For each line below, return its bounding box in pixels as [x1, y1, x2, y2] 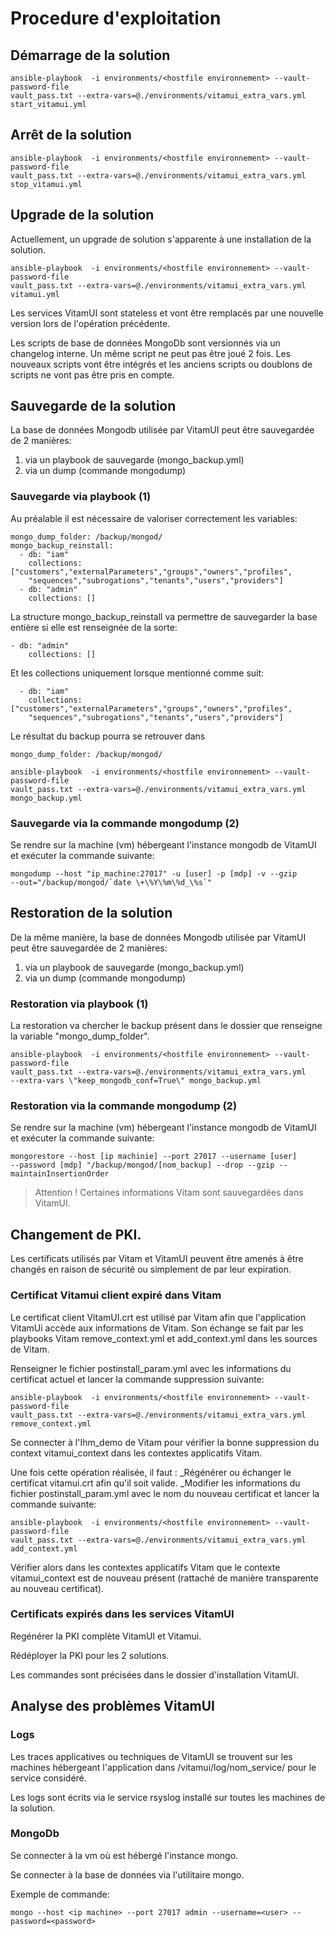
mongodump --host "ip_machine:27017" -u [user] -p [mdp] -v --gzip [10, 869, 298, 879]
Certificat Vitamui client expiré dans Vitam [10, 1288, 222, 1302]
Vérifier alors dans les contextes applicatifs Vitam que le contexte [10, 1561, 281, 1573]
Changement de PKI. [10, 1226, 142, 1243]
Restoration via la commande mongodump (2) [10, 1099, 238, 1113]
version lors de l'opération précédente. [10, 317, 171, 329]
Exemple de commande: [10, 1888, 110, 1900]
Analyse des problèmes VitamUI [10, 1698, 216, 1715]
